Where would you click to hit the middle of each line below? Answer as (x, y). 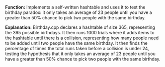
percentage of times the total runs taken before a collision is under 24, (77, 48)
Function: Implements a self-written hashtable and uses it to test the (75, 7)
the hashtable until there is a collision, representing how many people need (82, 38)
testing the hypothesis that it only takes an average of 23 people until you (80, 54)
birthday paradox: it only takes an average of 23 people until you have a (79, 12)
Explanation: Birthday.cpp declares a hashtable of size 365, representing (80, 27)
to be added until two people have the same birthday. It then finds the (76, 43)
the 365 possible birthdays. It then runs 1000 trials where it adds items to (80, 33)
